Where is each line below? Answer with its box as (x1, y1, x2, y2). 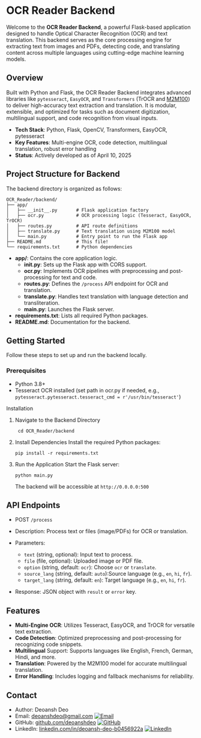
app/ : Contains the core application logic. (14, 254, 118, 261)
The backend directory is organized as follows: (6, 184, 122, 192)
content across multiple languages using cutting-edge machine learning (6, 49, 184, 56)
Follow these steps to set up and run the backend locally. (6, 352, 147, 359)
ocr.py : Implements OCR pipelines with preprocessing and (23, 267, 169, 274)
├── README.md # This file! (6, 239, 109, 245)
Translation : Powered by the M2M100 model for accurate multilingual (14, 660, 187, 667)
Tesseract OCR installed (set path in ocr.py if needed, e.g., (14, 386, 160, 394)
